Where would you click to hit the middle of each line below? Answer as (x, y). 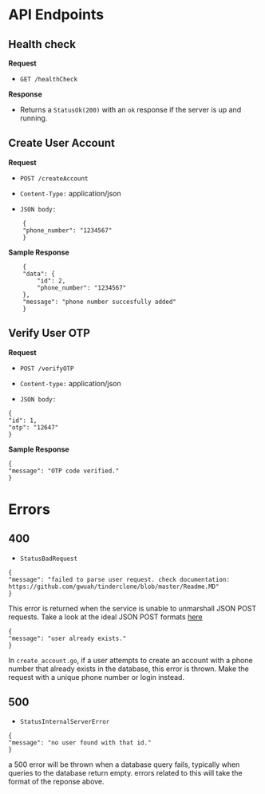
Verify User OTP (49, 333)
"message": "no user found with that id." (80, 743)
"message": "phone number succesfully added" (100, 302)
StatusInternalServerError (65, 722)
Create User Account (62, 143)
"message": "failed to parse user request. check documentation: (119, 579)
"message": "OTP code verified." (64, 471)
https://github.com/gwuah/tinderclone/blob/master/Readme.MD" (114, 587)
